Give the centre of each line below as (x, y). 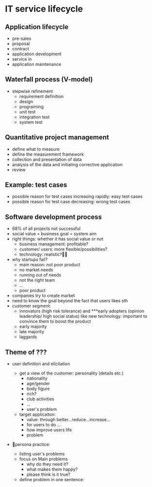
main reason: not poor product (50, 265)
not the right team (37, 280)
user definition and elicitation (41, 364)
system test (31, 122)
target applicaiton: (37, 414)
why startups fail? (30, 260)
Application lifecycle (37, 27)
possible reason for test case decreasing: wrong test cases (71, 202)
